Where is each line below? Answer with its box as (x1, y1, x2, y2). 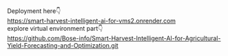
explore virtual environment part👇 (7, 25, 103, 32)
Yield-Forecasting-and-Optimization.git (7, 42, 118, 49)
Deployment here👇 (7, 7, 61, 15)
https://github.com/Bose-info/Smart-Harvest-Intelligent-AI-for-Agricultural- (7, 34, 221, 42)
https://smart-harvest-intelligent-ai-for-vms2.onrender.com (7, 17, 176, 25)
